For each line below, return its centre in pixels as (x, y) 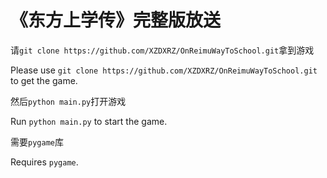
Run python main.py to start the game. (89, 121)
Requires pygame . (44, 162)
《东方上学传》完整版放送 (116, 20)
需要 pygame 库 (37, 142)
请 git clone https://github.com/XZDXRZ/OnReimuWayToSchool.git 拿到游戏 (162, 50)
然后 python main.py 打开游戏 (68, 101)
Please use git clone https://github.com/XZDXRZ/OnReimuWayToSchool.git (164, 70)
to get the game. (44, 80)
